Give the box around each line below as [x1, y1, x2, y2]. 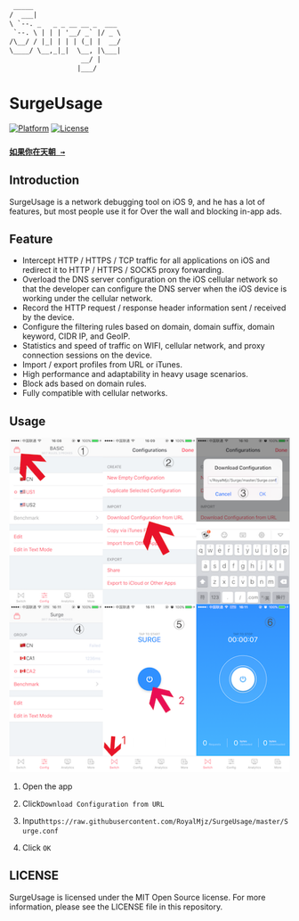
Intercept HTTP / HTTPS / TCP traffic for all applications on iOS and [21, 255, 270, 266]
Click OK [21, 842, 52, 852]
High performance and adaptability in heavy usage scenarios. [21, 369, 249, 380]
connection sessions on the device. [21, 349, 153, 361]
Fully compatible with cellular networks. [21, 388, 168, 399]
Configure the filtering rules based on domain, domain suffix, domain [21, 322, 275, 333]
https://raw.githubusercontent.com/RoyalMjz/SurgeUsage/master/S [41, 817, 289, 826]
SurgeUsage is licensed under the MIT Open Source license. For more [9, 892, 266, 902]
